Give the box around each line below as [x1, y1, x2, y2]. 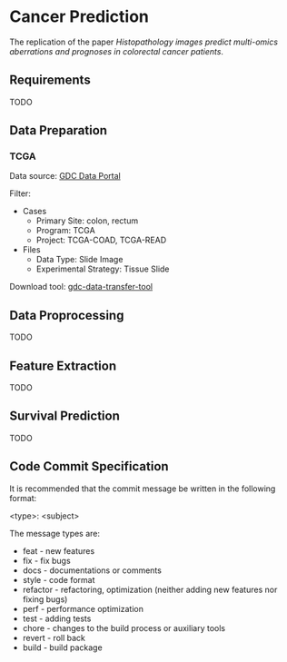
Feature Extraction [9, 358, 116, 373]
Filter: [9, 188, 32, 199]
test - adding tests [22, 613, 92, 624]
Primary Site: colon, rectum [35, 215, 139, 226]
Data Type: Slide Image [35, 254, 124, 265]
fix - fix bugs [22, 555, 71, 566]
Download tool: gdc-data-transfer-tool [9, 282, 153, 292]
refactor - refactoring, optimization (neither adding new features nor [22, 584, 278, 595]
